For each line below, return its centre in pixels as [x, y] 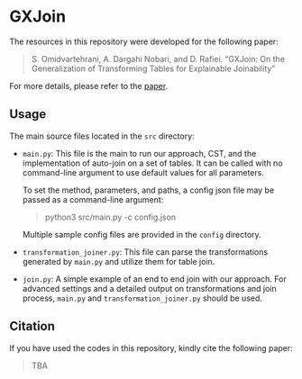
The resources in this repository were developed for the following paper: [144, 41]
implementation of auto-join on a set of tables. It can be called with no [152, 163]
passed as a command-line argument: [93, 199]
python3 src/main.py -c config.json [110, 217]
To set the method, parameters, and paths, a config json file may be [148, 190]
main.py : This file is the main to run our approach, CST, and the [139, 153]
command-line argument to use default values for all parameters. [143, 172]
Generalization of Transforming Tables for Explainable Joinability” [153, 68]
